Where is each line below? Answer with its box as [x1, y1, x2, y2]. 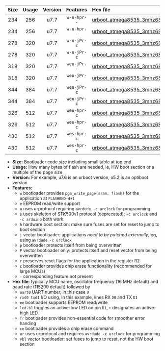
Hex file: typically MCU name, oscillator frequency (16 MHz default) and [12, 279, 159, 284]
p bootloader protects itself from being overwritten [19, 242, 122, 248]
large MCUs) [19, 268, 46, 274]
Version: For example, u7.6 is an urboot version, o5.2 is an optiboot [12, 175, 149, 180]
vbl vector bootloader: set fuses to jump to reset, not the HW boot [19, 336, 154, 342]
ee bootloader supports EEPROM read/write [19, 300, 108, 305]
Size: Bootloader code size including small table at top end [12, 159, 132, 165]
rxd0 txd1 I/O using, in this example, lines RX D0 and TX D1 [19, 294, 137, 300]
